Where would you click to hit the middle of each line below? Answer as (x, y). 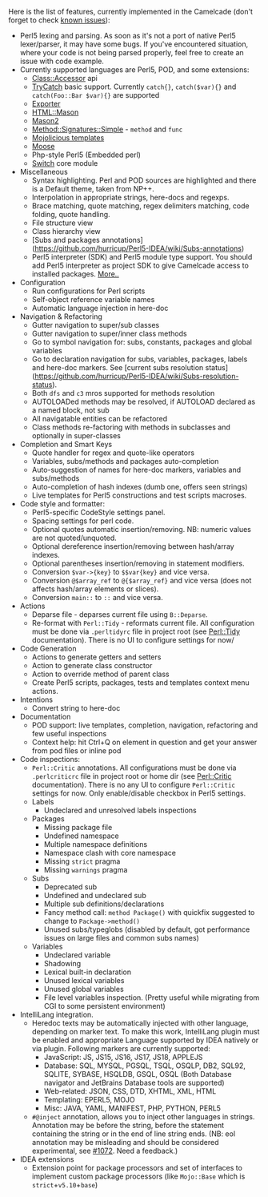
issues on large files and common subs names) (122, 938)
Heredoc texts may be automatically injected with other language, (140, 1023)
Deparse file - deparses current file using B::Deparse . (120, 615)
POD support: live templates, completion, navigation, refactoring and (145, 725)
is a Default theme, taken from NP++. (93, 189)
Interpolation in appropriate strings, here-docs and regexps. (130, 197)
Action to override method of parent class (100, 674)
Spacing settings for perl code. (83, 521)
